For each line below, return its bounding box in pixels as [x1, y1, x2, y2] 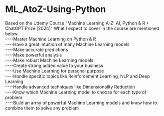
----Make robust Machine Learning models [5, 57, 94, 63]
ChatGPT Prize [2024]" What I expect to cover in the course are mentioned [5, 25, 160, 31]
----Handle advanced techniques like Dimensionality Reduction [5, 83, 135, 89]
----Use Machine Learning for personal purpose [5, 67, 104, 73]
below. [5, 30, 19, 36]
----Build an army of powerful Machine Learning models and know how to [5, 99, 158, 105]
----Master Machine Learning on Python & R [5, 36, 96, 42]
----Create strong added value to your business [5, 62, 104, 68]
